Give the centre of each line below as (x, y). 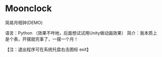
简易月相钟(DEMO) (24, 22)
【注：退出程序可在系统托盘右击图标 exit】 (48, 49)
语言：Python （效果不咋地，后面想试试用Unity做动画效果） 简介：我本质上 (81, 33)
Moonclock (28, 9)
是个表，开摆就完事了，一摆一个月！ (42, 39)
